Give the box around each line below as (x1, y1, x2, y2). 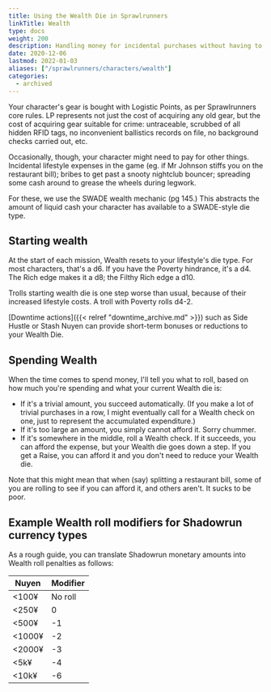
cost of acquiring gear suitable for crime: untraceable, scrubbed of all (8, 119, 241, 129)
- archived (15, 79, 53, 87)
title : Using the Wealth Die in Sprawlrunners (8, 11, 168, 20)
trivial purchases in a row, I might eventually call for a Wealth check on (19, 408, 255, 418)
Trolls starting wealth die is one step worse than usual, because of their (8, 288, 247, 298)
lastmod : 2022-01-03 (8, 57, 78, 66)
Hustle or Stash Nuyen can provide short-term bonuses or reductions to (8, 321, 248, 331)
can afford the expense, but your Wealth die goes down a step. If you (19, 442, 252, 452)
